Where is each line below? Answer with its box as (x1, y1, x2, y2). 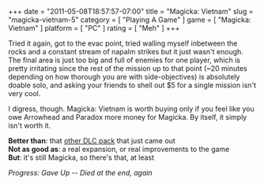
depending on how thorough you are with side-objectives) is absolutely (8, 72, 240, 81)
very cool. (8, 89, 41, 98)
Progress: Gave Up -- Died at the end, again (8, 168, 153, 177)
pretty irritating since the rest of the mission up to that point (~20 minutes (8, 64, 247, 73)
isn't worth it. (8, 121, 51, 130)
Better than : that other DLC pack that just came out (8, 136, 175, 145)
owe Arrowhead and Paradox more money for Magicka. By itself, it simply (8, 113, 247, 121)
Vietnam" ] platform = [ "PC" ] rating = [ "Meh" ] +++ (8, 24, 180, 32)
